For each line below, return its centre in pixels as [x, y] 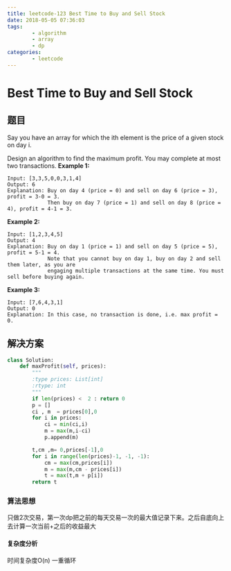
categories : [24, 53]
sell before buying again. [46, 277]
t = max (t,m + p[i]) [74, 476]
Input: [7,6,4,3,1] [35, 302]
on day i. [20, 145]
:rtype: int [49, 386]
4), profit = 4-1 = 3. [40, 209]
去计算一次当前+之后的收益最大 [52, 526]
